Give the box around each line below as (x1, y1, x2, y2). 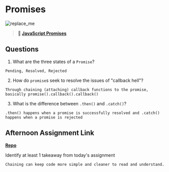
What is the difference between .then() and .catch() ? (12, 100, 127, 106)
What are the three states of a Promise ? (12, 59, 95, 65)
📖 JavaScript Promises (17, 30, 67, 36)
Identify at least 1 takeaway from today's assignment (5, 152, 115, 158)
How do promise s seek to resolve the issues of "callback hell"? (12, 77, 144, 83)
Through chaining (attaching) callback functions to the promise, (5, 87, 149, 92)
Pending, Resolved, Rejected (5, 68, 67, 73)
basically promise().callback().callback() (5, 92, 99, 97)
